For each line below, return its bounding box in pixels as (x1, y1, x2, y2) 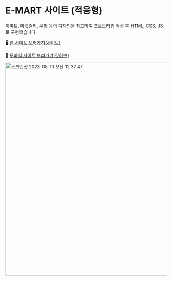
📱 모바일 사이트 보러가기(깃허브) (5, 52, 69, 58)
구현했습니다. (10, 29, 37, 35)
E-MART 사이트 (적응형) (5, 5, 103, 16)
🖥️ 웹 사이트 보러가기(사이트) (5, 39, 61, 46)
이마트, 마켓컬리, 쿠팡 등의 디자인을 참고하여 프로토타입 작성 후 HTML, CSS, (5, 22, 157, 29)
